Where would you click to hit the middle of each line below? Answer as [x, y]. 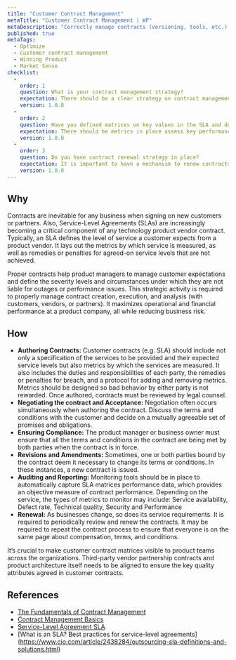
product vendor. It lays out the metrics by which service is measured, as [112, 246]
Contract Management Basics [60, 619]
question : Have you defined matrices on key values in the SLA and [120, 125]
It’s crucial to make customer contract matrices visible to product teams [111, 550]
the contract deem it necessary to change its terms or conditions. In [116, 462]
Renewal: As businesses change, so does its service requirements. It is [121, 515]
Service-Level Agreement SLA [61, 627]
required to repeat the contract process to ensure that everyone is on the [123, 529]
